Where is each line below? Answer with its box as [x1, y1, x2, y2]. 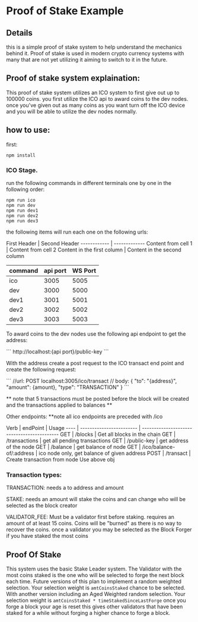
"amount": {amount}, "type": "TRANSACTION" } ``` [6, 384, 129, 391]
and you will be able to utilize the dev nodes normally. [6, 108, 138, 115]
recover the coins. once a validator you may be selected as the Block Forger [6, 526, 192, 533]
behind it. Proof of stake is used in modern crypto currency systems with [6, 50, 184, 57]
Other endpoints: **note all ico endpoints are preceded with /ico [6, 413, 163, 420]
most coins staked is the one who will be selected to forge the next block [6, 572, 185, 579]
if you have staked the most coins [6, 532, 89, 540]
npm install [6, 152, 36, 158]
